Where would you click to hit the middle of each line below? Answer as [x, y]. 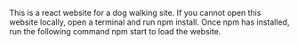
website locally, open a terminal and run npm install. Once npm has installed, [149, 22]
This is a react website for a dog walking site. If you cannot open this [135, 13]
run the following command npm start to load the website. [115, 31]
